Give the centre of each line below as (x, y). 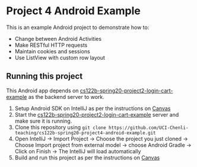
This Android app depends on (42, 91)
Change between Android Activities (58, 38)
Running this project (45, 76)
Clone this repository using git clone (61, 127)
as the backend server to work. (66, 97)
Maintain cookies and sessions (52, 51)
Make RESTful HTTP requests (51, 45)
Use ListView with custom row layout (60, 57)
